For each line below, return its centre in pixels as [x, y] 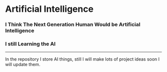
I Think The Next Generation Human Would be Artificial [73, 25]
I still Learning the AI [30, 44]
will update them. [23, 65]
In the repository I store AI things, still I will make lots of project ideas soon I [83, 59]
